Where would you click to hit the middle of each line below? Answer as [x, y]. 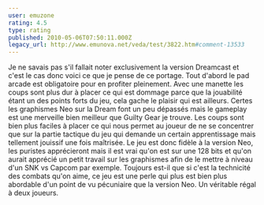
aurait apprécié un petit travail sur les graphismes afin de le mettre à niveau [131, 159]
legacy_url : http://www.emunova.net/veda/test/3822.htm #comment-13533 [126, 45]
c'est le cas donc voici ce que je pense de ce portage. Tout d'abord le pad [129, 76]
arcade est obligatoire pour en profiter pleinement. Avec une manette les [126, 84]
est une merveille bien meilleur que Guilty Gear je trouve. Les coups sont [126, 117]
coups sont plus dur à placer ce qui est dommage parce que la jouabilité [125, 92]
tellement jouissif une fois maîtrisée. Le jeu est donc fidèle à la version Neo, [131, 143]
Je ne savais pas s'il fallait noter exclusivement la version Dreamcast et [124, 67]
